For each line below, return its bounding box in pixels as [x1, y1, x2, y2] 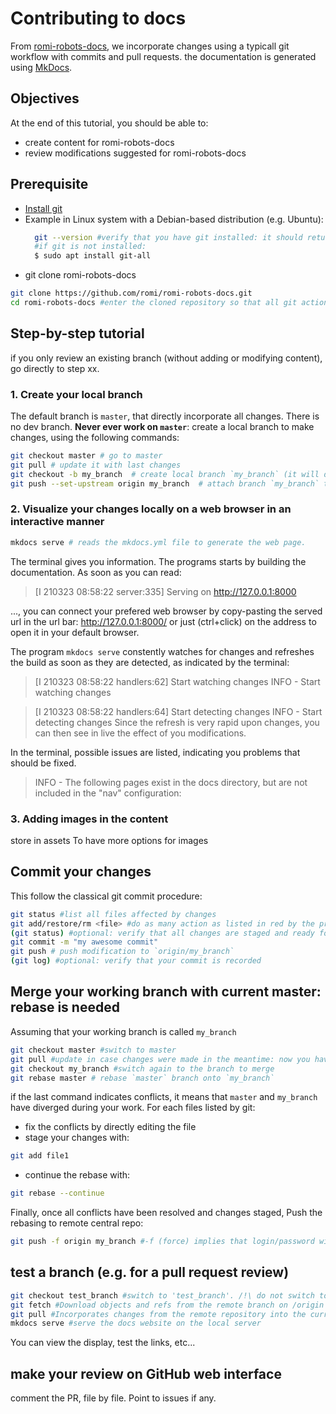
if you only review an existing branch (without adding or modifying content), [10, 352, 323, 364]
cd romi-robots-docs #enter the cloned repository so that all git [10, 298, 298, 308]
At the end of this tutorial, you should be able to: [10, 117, 209, 129]
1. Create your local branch [10, 387, 143, 401]
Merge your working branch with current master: [10, 983, 322, 1001]
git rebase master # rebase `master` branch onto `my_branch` [10, 1073, 275, 1083]
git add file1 [10, 1151, 70, 1161]
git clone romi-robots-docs [24, 269, 137, 281]
